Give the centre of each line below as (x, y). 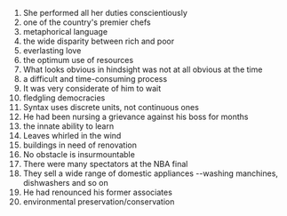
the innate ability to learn (68, 126)
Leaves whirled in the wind (72, 136)
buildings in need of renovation (80, 145)
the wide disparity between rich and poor (99, 41)
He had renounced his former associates (97, 192)
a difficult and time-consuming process (95, 79)
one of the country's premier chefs (87, 22)
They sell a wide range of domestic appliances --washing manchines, (151, 173)
